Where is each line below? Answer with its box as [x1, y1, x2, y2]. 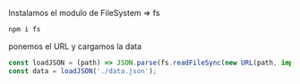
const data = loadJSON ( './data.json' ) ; [8, 66, 158, 75]
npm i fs [8, 25, 41, 34]
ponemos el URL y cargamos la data [8, 40, 142, 52]
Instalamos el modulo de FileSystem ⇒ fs [8, 8, 160, 18]
